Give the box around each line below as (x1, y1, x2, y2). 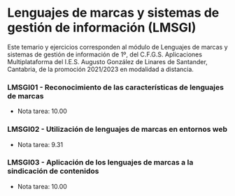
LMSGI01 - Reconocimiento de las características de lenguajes (7, 82, 224, 92)
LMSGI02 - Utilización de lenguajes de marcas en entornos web (7, 124, 227, 134)
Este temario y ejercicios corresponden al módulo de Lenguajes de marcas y (7, 43, 228, 51)
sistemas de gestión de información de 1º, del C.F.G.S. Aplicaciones (7, 50, 203, 59)
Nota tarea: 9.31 (17, 140, 64, 149)
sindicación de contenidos (7, 166, 99, 176)
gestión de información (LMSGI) (7, 20, 197, 36)
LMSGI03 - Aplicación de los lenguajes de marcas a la (7, 158, 194, 167)
